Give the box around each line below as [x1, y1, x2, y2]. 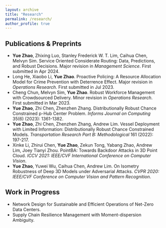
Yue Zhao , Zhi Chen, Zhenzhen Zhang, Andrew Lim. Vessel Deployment [12, 121, 160, 127]
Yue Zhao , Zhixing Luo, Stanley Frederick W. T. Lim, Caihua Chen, [12, 53, 148, 58]
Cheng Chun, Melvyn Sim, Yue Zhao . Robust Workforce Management [12, 90, 155, 96]
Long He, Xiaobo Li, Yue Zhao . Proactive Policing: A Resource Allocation [12, 74, 162, 80]
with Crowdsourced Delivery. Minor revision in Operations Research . [12, 95, 153, 101]
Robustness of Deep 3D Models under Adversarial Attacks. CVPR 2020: [12, 169, 160, 174]
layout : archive [5, 7, 39, 12]
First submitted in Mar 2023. [12, 100, 71, 106]
